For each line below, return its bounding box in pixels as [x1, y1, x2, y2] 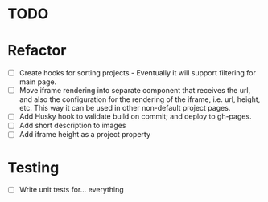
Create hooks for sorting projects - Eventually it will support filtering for [19, 68, 257, 78]
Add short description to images [19, 121, 126, 131]
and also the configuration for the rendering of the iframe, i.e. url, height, [19, 95, 261, 104]
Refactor [7, 42, 67, 60]
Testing [7, 158, 60, 176]
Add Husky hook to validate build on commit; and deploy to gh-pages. [19, 111, 252, 121]
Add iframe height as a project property [19, 130, 150, 139]
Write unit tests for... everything [19, 185, 124, 195]
